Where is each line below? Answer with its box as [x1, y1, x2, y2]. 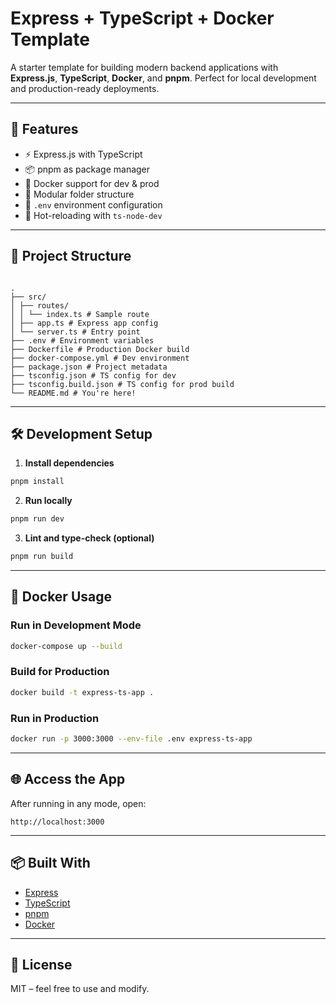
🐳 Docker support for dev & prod [24, 177, 160, 189]
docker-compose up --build [10, 641, 123, 651]
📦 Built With [10, 855, 91, 872]
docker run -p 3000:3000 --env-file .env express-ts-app [10, 734, 253, 744]
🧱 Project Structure [10, 248, 132, 265]
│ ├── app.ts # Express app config [10, 318, 159, 328]
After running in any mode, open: [10, 797, 147, 809]
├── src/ [10, 292, 47, 302]
